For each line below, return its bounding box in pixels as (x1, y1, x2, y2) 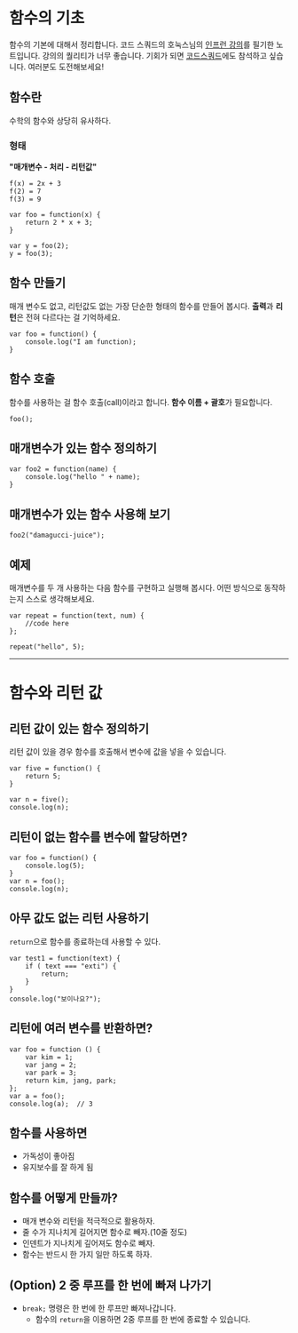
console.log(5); (25, 861, 86, 870)
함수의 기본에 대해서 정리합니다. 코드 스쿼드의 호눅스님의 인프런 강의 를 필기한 (9, 39, 275, 50)
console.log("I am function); (25, 337, 137, 347)
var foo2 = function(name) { (9, 465, 117, 474)
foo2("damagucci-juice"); (9, 531, 105, 540)
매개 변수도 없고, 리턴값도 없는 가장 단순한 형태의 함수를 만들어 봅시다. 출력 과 (9, 300, 274, 311)
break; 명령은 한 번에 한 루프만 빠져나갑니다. (21, 1303, 176, 1313)
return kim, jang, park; (25, 1076, 117, 1085)
